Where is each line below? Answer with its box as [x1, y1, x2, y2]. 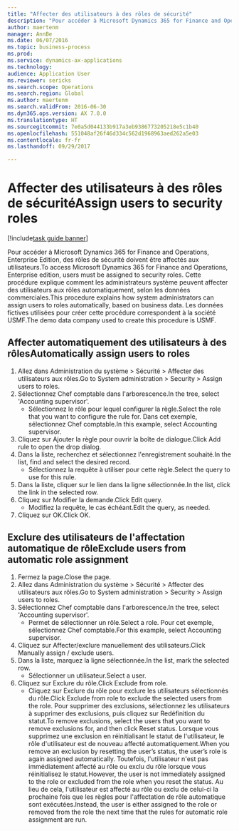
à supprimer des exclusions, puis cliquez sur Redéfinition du [28, 709, 205, 718]
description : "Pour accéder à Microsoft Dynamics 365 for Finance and [7, 17, 221, 24]
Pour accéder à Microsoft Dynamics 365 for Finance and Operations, [7, 248, 210, 257]
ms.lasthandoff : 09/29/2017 [7, 143, 91, 151]
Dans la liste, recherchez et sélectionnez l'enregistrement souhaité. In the [17, 450, 231, 459]
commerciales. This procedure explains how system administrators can [7, 293, 215, 302]
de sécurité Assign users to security [7, 195, 223, 211]
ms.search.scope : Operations [7, 83, 94, 91]
